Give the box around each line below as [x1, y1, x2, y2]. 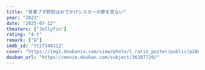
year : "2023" [6, 15, 40, 21]
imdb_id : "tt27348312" [6, 43, 64, 49]
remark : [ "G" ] [6, 37, 43, 43]
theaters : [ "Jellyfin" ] [6, 26, 67, 32]
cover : [6, 49, 23, 55]
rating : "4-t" [6, 32, 43, 38]
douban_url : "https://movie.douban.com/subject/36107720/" [6, 54, 160, 60]
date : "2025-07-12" [6, 20, 56, 26]
